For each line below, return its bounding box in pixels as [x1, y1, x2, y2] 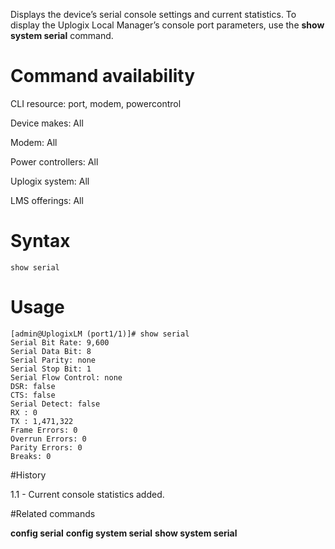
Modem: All [10, 136, 58, 148]
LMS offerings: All [10, 194, 84, 206]
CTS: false [10, 390, 56, 400]
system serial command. [10, 30, 114, 41]
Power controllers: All [10, 155, 99, 168]
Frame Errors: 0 [10, 425, 78, 435]
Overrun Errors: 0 [10, 434, 87, 444]
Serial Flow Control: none [10, 372, 123, 383]
